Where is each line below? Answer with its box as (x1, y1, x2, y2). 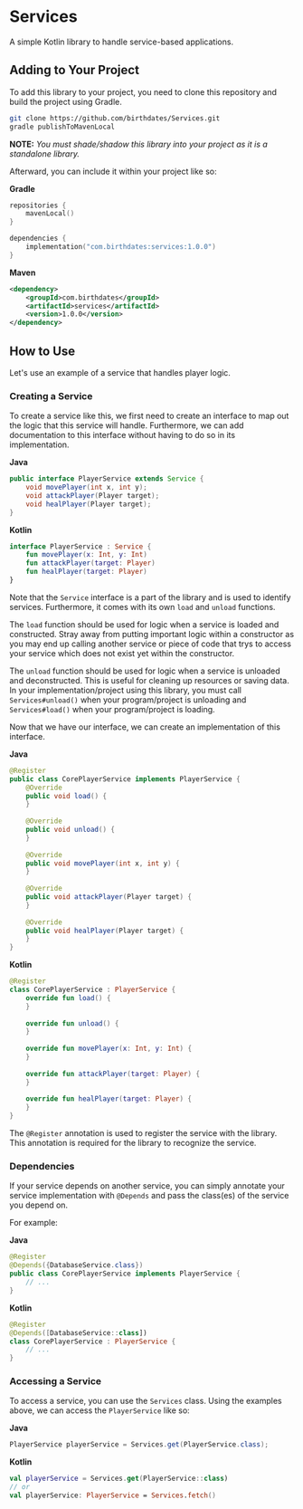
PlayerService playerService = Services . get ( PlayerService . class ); (9, 1440, 270, 1449)
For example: (9, 1218, 59, 1228)
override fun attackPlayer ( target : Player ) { (25, 1069, 201, 1078)
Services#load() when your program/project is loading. (9, 703, 215, 714)
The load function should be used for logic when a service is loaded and (9, 618, 279, 630)
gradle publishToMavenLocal (9, 122, 116, 131)
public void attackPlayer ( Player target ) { (25, 893, 193, 902)
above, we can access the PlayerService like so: (9, 1405, 190, 1416)
